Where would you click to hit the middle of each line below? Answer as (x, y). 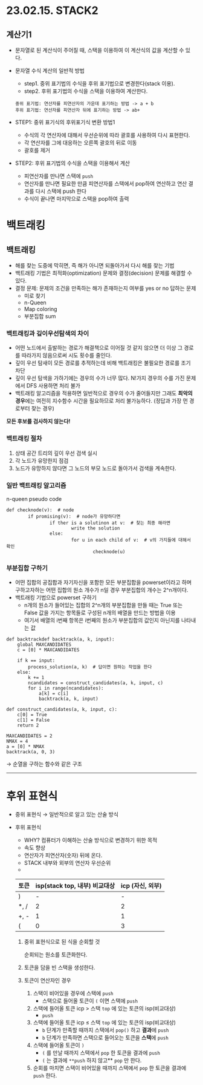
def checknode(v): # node (40, 510)
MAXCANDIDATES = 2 (29, 736)
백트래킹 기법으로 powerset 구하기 (56, 597)
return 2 (28, 725)
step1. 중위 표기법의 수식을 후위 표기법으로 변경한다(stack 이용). (99, 83)
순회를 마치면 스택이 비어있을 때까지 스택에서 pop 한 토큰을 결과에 (110, 1068)
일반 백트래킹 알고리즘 (36, 485)
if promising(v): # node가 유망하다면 (74, 516)
